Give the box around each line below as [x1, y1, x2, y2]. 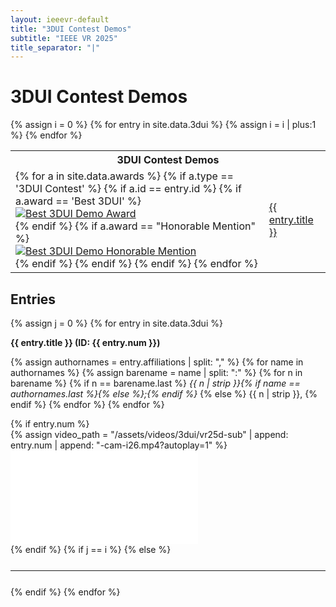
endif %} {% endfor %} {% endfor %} [10, 399, 165, 410]
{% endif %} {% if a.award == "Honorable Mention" [15, 219, 256, 233]
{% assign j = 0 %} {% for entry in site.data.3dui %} [10, 317, 223, 329]
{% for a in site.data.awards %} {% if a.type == [15, 169, 234, 183]
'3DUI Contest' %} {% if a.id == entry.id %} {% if [15, 182, 242, 196]
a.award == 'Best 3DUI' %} [15, 194, 142, 208]
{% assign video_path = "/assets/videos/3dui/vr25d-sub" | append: [10, 429, 289, 440]
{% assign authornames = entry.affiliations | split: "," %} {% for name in [10, 356, 304, 368]
